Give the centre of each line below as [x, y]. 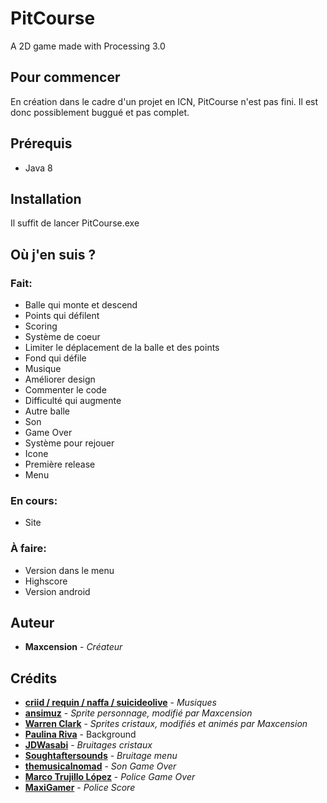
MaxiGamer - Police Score [80, 788]
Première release [60, 464]
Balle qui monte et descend [81, 305]
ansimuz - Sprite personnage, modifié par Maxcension [138, 713]
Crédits [34, 678]
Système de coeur [62, 337]
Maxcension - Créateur [73, 647]
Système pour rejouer [69, 443]
